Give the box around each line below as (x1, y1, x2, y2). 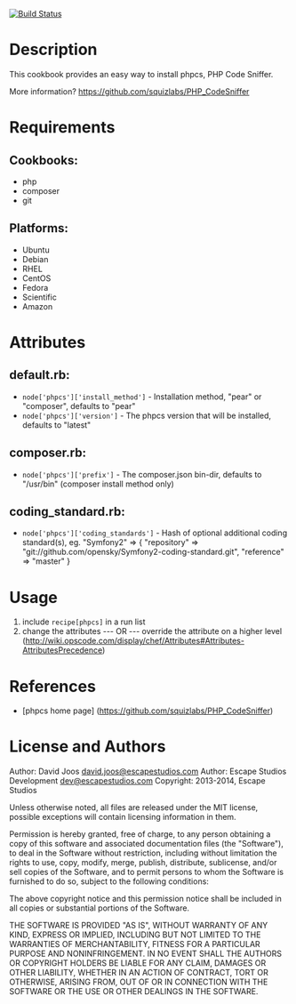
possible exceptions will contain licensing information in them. (9, 812, 237, 823)
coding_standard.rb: (9, 503, 126, 519)
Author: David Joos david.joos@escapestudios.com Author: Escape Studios (9, 766, 287, 777)
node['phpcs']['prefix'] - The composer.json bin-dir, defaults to (21, 469, 262, 479)
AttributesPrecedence (21, 645, 103, 655)
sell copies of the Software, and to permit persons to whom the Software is (9, 867, 284, 878)
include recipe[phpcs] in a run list (21, 616, 146, 627)
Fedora (21, 282, 49, 293)
